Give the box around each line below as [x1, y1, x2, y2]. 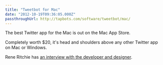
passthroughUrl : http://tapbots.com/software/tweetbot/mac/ [5, 16, 131, 21]
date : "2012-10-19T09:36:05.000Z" [5, 12, 76, 17]
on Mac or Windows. [5, 45, 47, 51]
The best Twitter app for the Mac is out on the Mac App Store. [5, 30, 131, 36]
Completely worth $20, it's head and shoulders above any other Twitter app [5, 39, 158, 45]
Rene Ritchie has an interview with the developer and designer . [5, 54, 133, 60]
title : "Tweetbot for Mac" [5, 7, 60, 12]
